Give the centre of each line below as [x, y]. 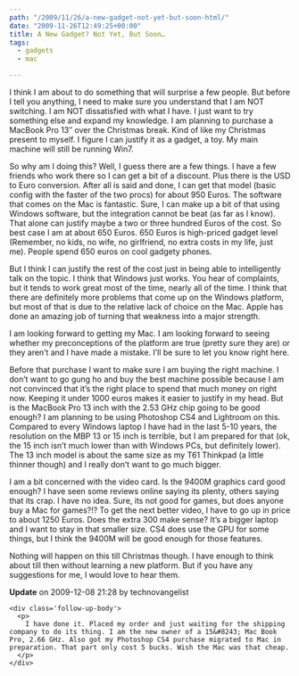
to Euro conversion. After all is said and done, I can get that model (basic [143, 185]
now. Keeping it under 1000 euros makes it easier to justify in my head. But [146, 398]
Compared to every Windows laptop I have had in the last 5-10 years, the [143, 426]
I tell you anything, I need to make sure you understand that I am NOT [137, 102]
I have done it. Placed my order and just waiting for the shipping [155, 624]
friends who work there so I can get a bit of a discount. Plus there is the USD [150, 176]
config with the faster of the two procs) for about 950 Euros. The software [146, 194]
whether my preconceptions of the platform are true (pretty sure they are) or [149, 343]
